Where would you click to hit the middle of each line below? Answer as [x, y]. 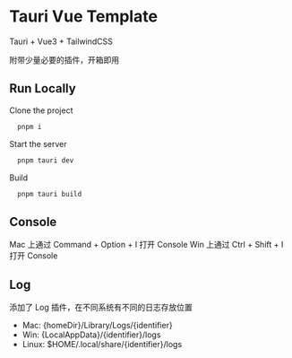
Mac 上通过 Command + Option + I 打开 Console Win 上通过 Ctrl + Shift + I [146, 245]
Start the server [38, 144]
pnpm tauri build [50, 194]
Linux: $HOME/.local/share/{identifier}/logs [102, 344]
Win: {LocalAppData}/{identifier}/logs [91, 335]
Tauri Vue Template [84, 17]
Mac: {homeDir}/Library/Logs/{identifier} [97, 325]
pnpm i [30, 127]
